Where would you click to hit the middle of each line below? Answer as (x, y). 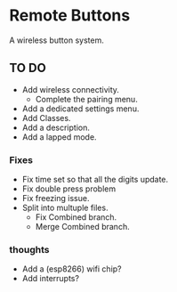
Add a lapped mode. (59, 137)
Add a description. (56, 127)
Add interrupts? (51, 279)
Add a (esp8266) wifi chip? (72, 269)
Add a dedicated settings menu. (80, 109)
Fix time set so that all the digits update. (95, 180)
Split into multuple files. (65, 208)
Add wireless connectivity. (71, 89)
